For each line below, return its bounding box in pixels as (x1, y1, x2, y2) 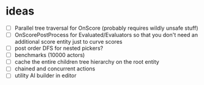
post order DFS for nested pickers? (14, 44, 104, 52)
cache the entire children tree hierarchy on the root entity (14, 58, 160, 66)
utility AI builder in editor (14, 72, 77, 80)
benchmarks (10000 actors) (14, 52, 85, 59)
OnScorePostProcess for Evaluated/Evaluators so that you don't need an (14, 32, 198, 38)
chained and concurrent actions (14, 65, 96, 72)
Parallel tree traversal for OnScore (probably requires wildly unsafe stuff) (14, 24, 198, 32)
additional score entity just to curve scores (14, 38, 123, 46)
